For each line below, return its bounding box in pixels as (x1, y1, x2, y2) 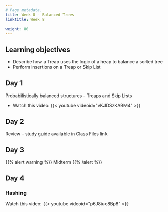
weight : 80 (5, 26, 29, 31)
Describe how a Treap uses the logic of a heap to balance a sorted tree (12, 59, 163, 65)
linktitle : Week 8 (5, 17, 45, 22)
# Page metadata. (5, 7, 43, 13)
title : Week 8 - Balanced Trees (5, 12, 74, 17)
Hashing (5, 189, 27, 196)
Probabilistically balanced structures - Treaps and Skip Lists (5, 92, 132, 99)
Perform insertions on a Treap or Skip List (12, 64, 101, 70)
